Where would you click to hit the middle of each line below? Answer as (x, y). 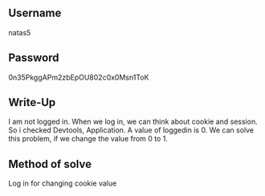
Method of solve (50, 164)
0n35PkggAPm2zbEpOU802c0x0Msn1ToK (79, 77)
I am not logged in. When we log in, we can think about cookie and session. (133, 122)
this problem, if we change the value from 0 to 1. (88, 139)
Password (34, 58)
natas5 (20, 32)
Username (35, 13)
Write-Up (32, 102)
